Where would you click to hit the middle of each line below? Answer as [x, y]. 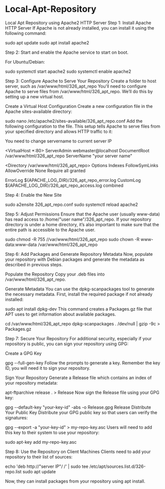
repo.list [13, 471]
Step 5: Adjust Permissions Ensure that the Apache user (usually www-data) [82, 214]
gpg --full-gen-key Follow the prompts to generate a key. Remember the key [83, 363]
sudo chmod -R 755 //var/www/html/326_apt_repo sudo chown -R [72, 239]
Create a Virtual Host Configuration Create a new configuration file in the [79, 106]
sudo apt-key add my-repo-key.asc [41, 442]
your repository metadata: [32, 383]
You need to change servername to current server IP [59, 141]
